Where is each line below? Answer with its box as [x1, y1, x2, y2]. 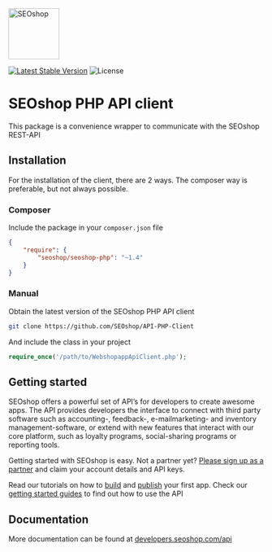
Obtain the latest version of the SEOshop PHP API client [8, 306, 195, 316]
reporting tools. [8, 440, 60, 450]
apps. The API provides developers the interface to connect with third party [8, 405, 261, 415]
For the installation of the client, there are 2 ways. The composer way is [8, 175, 248, 185]
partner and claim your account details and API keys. [8, 464, 185, 475]
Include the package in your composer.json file [8, 223, 164, 233]
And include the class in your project [8, 337, 132, 347]
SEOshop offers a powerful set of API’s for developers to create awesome [8, 396, 255, 406]
